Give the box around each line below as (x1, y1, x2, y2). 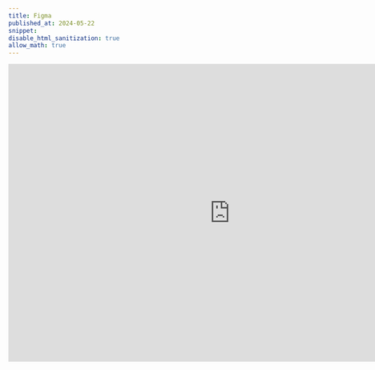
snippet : (8, 26, 38, 34)
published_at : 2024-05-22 (8, 19, 95, 27)
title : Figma (8, 11, 52, 20)
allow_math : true (8, 42, 67, 50)
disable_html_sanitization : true (8, 34, 120, 42)
